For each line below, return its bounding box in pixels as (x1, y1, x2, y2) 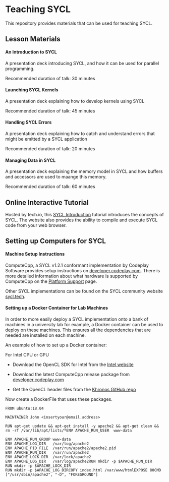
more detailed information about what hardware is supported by (5, 273, 138, 279)
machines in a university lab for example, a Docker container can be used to (5, 321, 163, 327)
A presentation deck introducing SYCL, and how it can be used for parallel (5, 60, 159, 66)
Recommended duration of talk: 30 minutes (5, 75, 95, 81)
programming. (5, 66, 35, 72)
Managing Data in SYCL (5, 157, 56, 163)
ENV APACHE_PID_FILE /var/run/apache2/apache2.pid (5, 445, 116, 451)
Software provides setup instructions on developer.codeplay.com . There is (5, 267, 160, 273)
